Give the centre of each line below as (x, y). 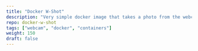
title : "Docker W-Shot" (35, 11)
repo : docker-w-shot (32, 22)
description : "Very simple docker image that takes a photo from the (93, 17)
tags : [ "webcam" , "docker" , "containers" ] (59, 28)
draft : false (22, 39)
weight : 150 (21, 33)
